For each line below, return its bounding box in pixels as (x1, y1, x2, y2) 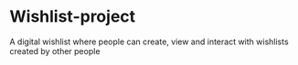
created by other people (9, 45, 101, 56)
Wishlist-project (9, 6, 136, 27)
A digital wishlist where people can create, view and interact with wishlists (9, 36, 290, 47)
